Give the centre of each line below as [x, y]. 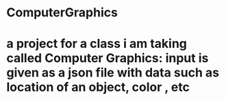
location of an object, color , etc [98, 87]
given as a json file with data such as [113, 73]
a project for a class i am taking [97, 44]
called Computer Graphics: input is [108, 58]
